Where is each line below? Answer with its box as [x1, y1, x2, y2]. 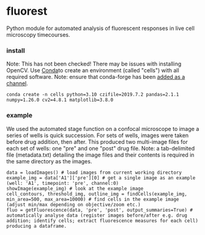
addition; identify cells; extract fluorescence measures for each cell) [6, 217, 199, 224]
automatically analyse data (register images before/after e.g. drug [6, 212, 188, 218]
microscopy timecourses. [6, 31, 70, 38]
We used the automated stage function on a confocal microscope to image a [6, 125, 199, 132]
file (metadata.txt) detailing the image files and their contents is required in [6, 151, 195, 159]
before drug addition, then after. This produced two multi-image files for [6, 138, 188, 145]
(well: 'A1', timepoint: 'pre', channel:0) [6, 180, 119, 186]
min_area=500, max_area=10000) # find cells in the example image [6, 196, 179, 203]
